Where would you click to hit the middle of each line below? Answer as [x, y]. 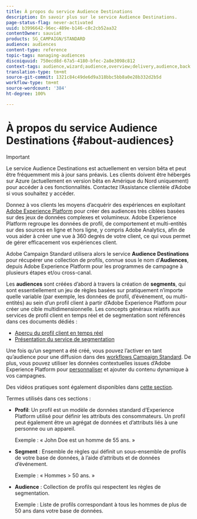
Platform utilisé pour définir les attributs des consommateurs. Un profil [100, 416]
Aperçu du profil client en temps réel [59, 333]
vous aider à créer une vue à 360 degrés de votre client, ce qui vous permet [98, 236]
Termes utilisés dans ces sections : [49, 398]
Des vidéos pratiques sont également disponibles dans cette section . [90, 387]
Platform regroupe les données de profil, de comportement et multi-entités [96, 223]
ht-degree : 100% [26, 94]
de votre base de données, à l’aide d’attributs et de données [87, 458]
